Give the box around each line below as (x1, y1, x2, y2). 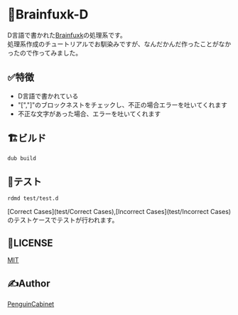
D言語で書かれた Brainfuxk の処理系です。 (7, 31, 126, 39)
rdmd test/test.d (7, 195, 59, 202)
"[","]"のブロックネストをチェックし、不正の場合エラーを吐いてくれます (17, 100, 227, 109)
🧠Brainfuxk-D (7, 6, 89, 23)
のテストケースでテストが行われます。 (7, 216, 119, 225)
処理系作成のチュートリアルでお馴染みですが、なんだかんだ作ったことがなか (7, 39, 232, 48)
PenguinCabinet (7, 300, 55, 308)
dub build (7, 154, 37, 162)
